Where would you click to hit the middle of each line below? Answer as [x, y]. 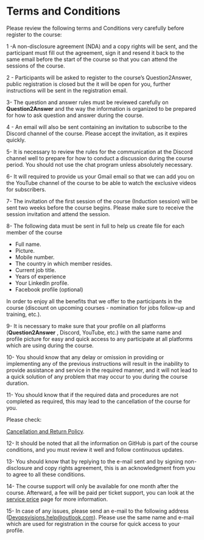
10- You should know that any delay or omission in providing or [85, 357]
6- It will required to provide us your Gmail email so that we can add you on [100, 176]
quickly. [16, 140]
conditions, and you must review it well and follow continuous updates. [95, 449]
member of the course [34, 232]
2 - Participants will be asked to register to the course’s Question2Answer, [99, 77]
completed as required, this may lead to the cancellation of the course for [98, 401]
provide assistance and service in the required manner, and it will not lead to [102, 370]
